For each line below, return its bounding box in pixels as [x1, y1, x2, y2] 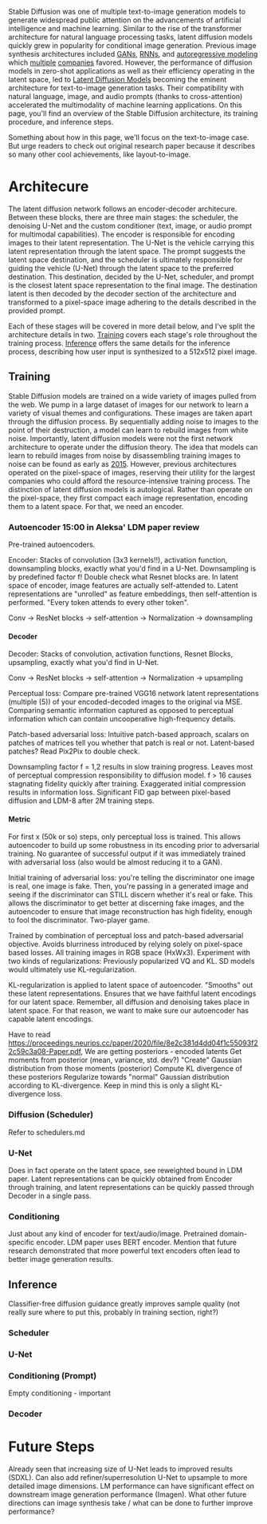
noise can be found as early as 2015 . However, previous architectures [8, 459, 238, 468]
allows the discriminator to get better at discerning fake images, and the [8, 898, 245, 908]
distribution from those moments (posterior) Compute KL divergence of [8, 1064, 243, 1073]
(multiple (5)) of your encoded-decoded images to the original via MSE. [8, 697, 243, 706]
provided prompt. [8, 305, 65, 315]
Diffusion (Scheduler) [8, 1109, 94, 1120]
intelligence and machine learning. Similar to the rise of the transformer [8, 24, 242, 33]
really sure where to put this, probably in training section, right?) [8, 1307, 219, 1317]
